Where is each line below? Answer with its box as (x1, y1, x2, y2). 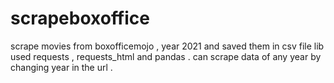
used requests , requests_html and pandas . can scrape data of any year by (10, 50, 322, 62)
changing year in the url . (10, 61, 113, 73)
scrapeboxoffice (10, 7, 150, 30)
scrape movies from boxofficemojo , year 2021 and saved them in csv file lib (10, 40, 325, 52)
